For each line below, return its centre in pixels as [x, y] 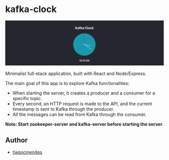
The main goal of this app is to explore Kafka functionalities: [67, 84]
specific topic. [27, 99]
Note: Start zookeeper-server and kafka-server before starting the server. [84, 124]
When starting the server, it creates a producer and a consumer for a [84, 93]
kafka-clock [31, 9]
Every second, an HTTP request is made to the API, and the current [82, 104]
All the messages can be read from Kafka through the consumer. [79, 115]
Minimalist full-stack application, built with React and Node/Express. [76, 73]
